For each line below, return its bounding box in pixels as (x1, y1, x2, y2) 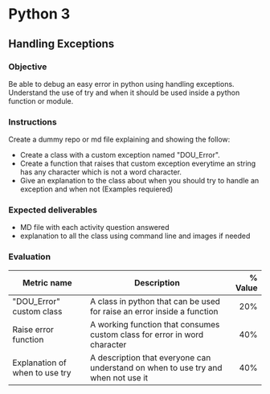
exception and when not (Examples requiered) (19, 184, 174, 194)
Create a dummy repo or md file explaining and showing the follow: (8, 134, 231, 145)
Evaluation (8, 251, 51, 262)
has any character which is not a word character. (19, 167, 182, 177)
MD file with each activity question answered (19, 223, 170, 232)
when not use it (89, 371, 149, 383)
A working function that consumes (89, 318, 220, 330)
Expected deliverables (8, 204, 98, 215)
